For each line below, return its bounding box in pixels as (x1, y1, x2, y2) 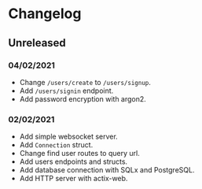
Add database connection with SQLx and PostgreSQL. (19, 165, 195, 175)
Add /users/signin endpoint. (19, 86, 114, 95)
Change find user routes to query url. (19, 149, 140, 158)
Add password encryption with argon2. (19, 94, 147, 103)
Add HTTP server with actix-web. (19, 174, 128, 183)
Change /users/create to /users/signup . (19, 77, 152, 87)
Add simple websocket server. (19, 132, 118, 142)
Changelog (8, 5, 82, 23)
